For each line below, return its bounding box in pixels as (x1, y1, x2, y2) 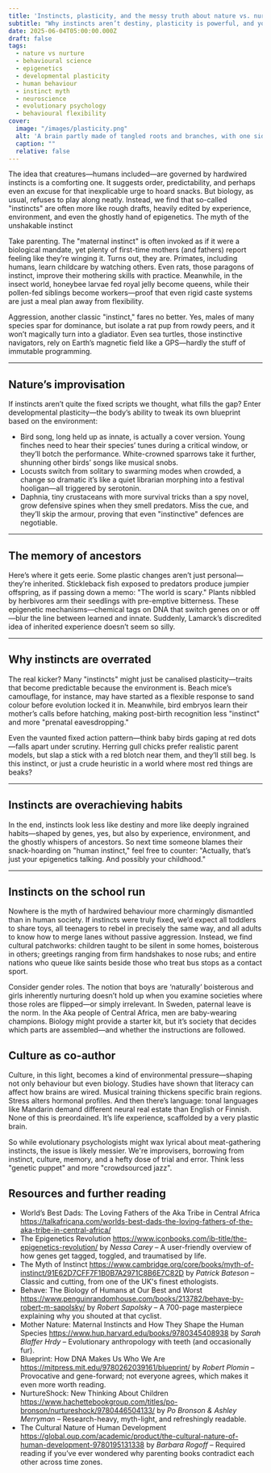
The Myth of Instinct (19, 1260, 88, 1269)
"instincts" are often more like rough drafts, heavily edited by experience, (8, 204, 252, 213)
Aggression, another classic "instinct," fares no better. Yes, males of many (8, 312, 255, 322)
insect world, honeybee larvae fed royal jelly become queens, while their (8, 280, 250, 289)
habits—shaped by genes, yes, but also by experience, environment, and (8, 828, 251, 838)
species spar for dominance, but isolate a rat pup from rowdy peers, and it (8, 321, 256, 331)
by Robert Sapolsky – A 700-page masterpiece (86, 1302, 243, 1312)
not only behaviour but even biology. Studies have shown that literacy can (8, 1078, 254, 1088)
